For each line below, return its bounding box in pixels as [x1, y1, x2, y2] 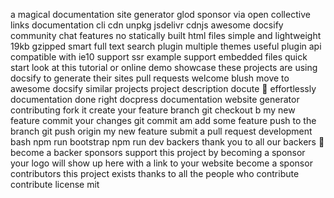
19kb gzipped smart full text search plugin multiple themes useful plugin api [10, 40, 322, 52]
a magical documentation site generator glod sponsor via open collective [10, 9, 311, 20]
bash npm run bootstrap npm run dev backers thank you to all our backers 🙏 [10, 136, 325, 148]
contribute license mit [10, 179, 100, 190]
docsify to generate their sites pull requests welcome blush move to [10, 72, 290, 84]
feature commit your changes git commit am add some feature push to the [10, 115, 317, 126]
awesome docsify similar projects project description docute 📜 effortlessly [10, 83, 317, 94]
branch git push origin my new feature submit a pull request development [10, 125, 313, 137]
